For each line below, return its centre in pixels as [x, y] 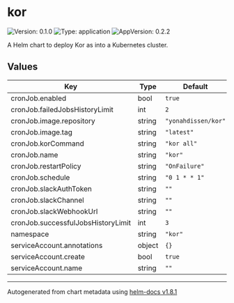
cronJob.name [34, 155]
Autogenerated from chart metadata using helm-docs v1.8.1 [92, 292]
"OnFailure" [185, 166]
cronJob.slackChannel [48, 200]
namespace [30, 234]
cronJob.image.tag [42, 132]
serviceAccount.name [46, 267]
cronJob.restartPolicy [46, 166]
